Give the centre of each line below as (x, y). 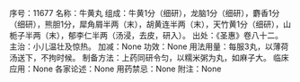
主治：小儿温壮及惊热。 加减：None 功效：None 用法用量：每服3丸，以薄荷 (149, 46)
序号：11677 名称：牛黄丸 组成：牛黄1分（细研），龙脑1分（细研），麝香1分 (145, 13)
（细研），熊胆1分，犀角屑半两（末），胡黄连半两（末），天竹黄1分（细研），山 (150, 24)
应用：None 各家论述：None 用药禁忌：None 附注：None (115, 69)
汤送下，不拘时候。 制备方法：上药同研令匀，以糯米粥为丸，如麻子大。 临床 (149, 57)
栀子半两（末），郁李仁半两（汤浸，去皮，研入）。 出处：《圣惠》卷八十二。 (146, 35)
